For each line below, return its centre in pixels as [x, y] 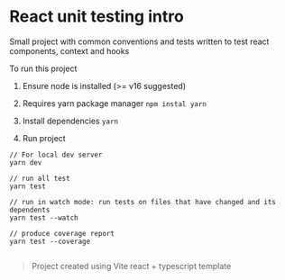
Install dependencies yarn [70, 121]
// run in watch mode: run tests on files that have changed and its [143, 202]
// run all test [40, 178]
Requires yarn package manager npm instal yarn [115, 103]
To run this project [43, 68]
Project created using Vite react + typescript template [131, 266]
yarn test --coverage [50, 241]
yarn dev [26, 163]
